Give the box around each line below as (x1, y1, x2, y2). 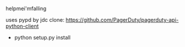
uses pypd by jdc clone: (5, 16, 65, 23)
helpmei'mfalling (5, 5, 47, 12)
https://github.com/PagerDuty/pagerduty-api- (65, 16, 179, 23)
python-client (5, 23, 40, 29)
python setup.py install (14, 34, 71, 41)
